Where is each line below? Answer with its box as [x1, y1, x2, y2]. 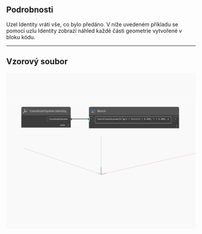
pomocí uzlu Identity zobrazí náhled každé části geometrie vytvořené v [6, 27, 182, 34]
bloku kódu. [6, 33, 35, 41]
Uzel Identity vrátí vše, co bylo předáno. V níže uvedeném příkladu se [6, 20, 179, 28]
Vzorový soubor [6, 56, 68, 67]
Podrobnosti [6, 5, 54, 15]
